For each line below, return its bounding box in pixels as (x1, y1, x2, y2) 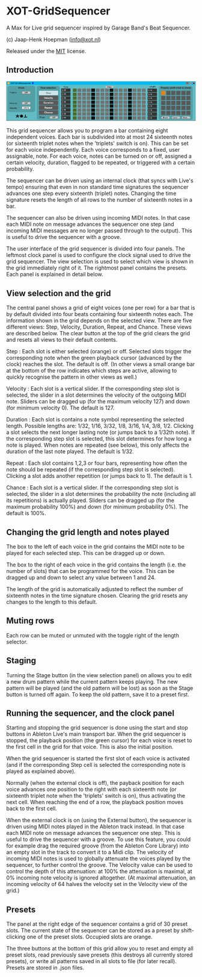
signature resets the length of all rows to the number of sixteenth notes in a (6, 196, 192, 203)
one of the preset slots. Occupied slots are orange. (26, 933, 153, 940)
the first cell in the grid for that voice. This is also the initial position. (6, 743, 174, 751)
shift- (181, 927, 194, 934)
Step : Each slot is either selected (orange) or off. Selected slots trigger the (6, 348, 192, 355)
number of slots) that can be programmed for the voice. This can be (6, 567, 175, 574)
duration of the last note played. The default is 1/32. (6, 448, 134, 455)
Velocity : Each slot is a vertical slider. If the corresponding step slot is (6, 385, 180, 392)
